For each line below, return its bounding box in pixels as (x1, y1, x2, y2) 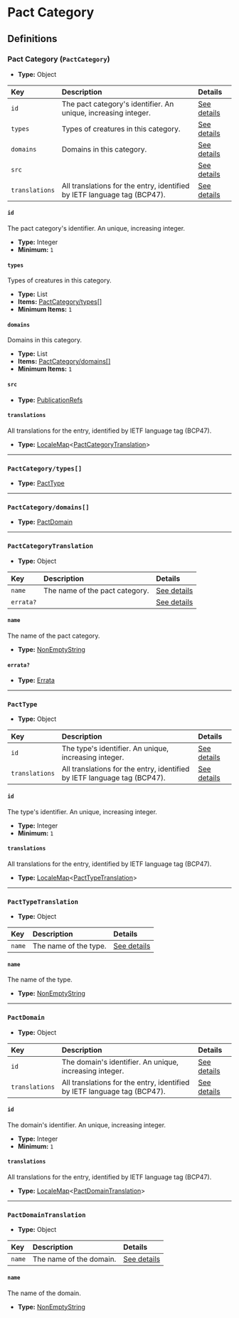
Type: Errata (17, 676, 55, 685)
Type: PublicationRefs (17, 396, 83, 404)
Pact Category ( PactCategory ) (7, 54, 110, 64)
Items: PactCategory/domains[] (17, 357, 111, 366)
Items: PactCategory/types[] (17, 297, 102, 306)
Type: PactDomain (17, 517, 73, 527)
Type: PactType (17, 479, 65, 487)
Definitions (7, 33, 58, 45)
